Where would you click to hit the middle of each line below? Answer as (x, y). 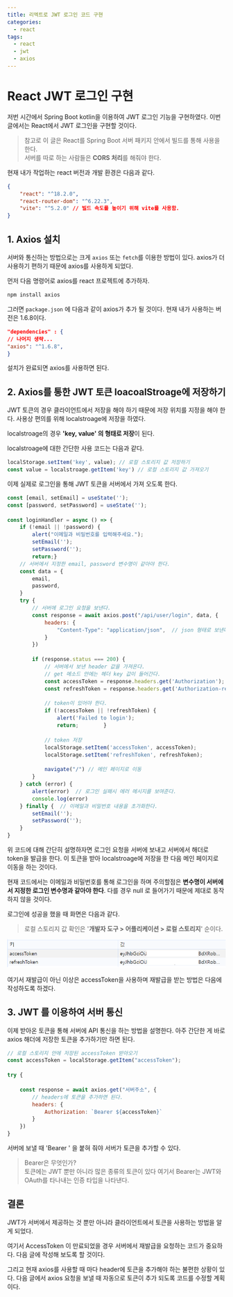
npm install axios (34, 295)
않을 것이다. (36, 899)
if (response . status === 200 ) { (79, 660)
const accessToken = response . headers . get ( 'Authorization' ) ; (135, 681)
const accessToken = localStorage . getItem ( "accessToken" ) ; (94, 1060)
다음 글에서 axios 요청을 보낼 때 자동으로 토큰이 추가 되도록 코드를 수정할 (114, 1278)
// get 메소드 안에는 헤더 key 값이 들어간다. (102, 674)
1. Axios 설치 (34, 239)
